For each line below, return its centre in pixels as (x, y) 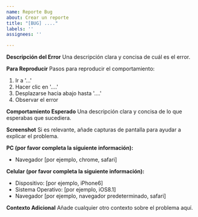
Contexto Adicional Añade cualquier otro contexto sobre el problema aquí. (100, 208)
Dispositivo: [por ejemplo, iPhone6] (59, 183)
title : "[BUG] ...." (32, 23)
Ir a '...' (23, 81)
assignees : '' (24, 35)
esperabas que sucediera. (39, 118)
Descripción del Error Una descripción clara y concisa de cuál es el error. (98, 57)
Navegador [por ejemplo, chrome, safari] (66, 160)
